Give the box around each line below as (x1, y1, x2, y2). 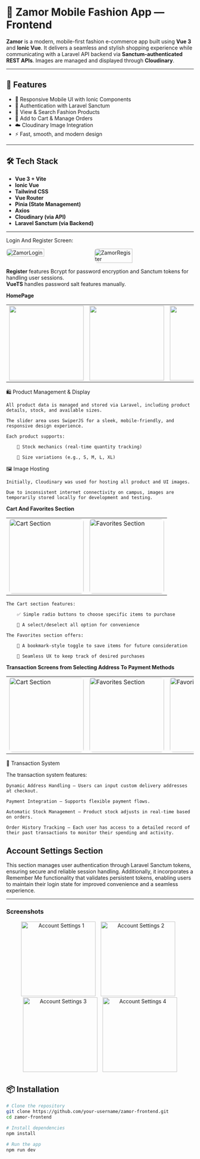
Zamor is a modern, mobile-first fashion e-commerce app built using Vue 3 (6, 38, 192, 45)
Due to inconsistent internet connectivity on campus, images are (6, 489, 174, 495)
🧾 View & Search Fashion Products (14, 108, 100, 115)
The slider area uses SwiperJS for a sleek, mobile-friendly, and (6, 417, 174, 423)
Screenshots (6, 908, 44, 916)
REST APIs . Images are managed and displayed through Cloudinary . (6, 57, 174, 64)
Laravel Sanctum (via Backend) (14, 219, 94, 226)
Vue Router (14, 194, 43, 201)
